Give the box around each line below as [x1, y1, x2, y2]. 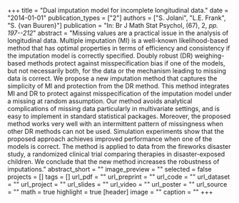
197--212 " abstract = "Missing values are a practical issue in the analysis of [7, 28, 229, 37]
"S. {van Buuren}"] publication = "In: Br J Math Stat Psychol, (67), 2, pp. [7, 21, 219, 29]
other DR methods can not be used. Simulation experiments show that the [7, 127, 225, 135]
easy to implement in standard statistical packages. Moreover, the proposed [7, 112, 231, 120]
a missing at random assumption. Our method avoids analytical [7, 97, 193, 105]
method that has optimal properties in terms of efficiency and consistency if [7, 44, 230, 52]
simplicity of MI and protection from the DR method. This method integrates [7, 82, 230, 90]
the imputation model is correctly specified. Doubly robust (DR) [7, 51, 193, 60]
